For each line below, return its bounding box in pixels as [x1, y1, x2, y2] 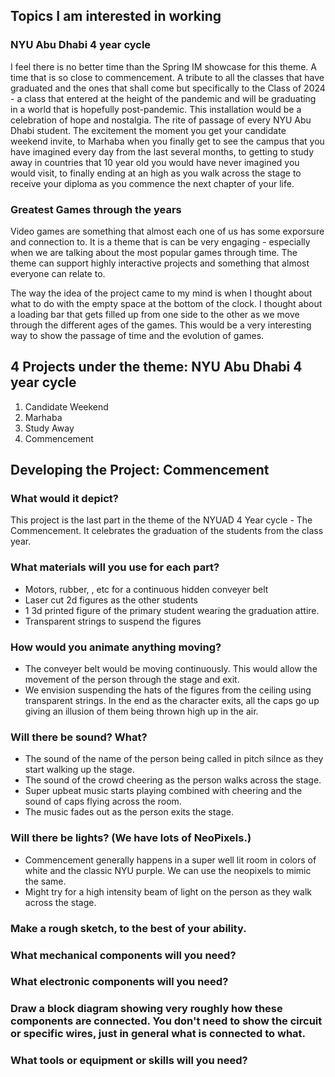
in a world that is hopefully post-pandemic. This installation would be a [10, 103, 302, 115]
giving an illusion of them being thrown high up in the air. [24, 705, 259, 718]
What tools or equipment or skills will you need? [10, 1054, 248, 1068]
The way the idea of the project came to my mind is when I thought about [10, 287, 313, 299]
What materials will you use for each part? [10, 560, 220, 574]
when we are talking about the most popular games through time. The [10, 246, 298, 258]
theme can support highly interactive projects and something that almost [10, 257, 310, 269]
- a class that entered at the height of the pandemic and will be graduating [10, 92, 317, 104]
